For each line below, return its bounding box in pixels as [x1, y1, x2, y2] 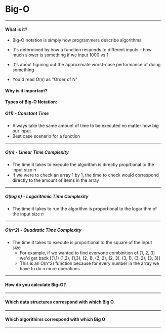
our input [12, 128, 31, 134]
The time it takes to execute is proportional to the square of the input [12, 240, 152, 246]
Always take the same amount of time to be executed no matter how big [12, 123, 159, 129]
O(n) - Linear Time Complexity [5, 149, 69, 155]
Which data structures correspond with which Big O [5, 299, 114, 305]
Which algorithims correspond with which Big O [5, 316, 105, 322]
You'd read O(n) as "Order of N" [12, 77, 78, 83]
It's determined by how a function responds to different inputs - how [12, 47, 152, 53]
